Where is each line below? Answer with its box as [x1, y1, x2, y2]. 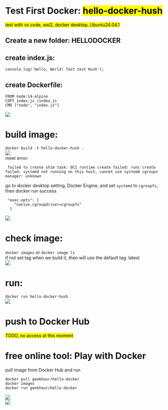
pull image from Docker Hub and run [5, 367, 81, 373]
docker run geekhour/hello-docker [5, 385, 78, 390]
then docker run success [5, 188, 57, 194]
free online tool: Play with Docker [5, 350, 146, 362]
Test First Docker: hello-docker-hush [5, 5, 163, 17]
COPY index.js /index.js [5, 98, 57, 103]
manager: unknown [5, 173, 42, 179]
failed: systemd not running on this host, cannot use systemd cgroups [5, 169, 158, 174]
